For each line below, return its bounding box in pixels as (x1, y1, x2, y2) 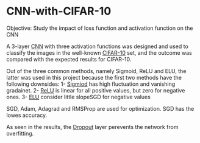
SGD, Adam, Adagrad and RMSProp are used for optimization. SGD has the (6, 105, 195, 112)
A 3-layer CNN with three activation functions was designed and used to (6, 43, 189, 50)
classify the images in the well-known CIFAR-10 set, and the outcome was (6, 49, 192, 56)
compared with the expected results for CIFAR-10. (6, 55, 132, 63)
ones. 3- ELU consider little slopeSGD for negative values (6, 93, 151, 100)
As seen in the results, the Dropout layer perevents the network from (6, 123, 179, 130)
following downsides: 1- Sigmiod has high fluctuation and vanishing (6, 80, 176, 88)
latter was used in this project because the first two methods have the (6, 74, 182, 81)
